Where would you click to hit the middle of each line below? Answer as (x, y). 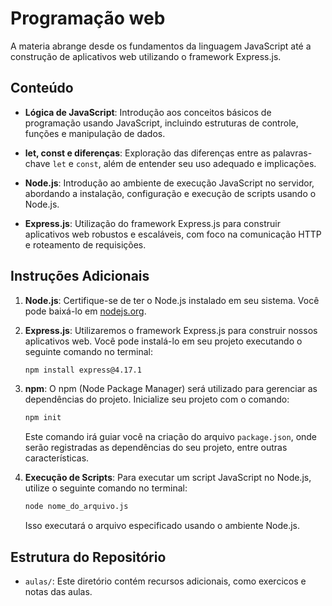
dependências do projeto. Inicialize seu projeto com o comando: (157, 399)
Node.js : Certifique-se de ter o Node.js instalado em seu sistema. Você (172, 300)
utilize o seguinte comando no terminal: (106, 488)
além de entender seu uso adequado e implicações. (210, 163)
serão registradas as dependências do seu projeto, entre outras (156, 448)
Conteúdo (42, 88)
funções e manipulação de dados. (95, 133)
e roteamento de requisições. (85, 244)
